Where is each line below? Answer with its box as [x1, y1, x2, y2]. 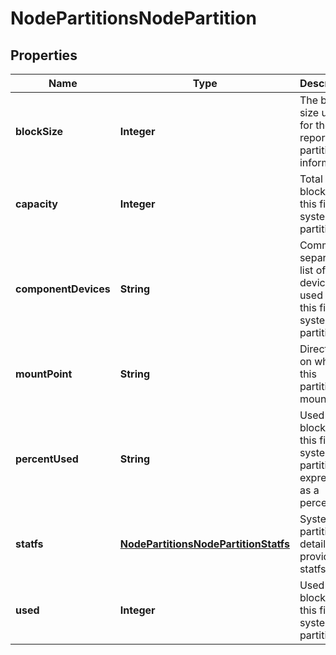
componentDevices [15, 282, 111, 296]
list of [299, 263, 327, 277]
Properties [10, 47, 78, 64]
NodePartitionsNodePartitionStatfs [119, 537, 290, 551]
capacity [15, 197, 58, 211]
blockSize [15, 125, 64, 138]
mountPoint [15, 367, 73, 381]
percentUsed [15, 452, 79, 466]
